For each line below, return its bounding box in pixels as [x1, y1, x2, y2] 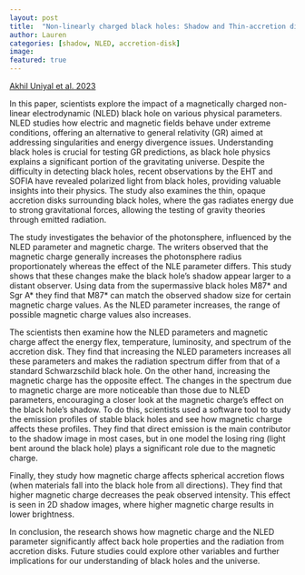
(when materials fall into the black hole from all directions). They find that [9, 479, 283, 490]
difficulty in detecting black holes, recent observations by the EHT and [9, 166, 273, 177]
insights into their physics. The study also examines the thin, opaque [9, 186, 266, 196]
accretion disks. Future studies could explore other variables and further [9, 546, 280, 556]
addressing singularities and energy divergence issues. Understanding [9, 137, 274, 147]
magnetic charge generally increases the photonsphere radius [9, 251, 242, 262]
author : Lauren [9, 30, 67, 39]
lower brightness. [9, 509, 75, 520]
